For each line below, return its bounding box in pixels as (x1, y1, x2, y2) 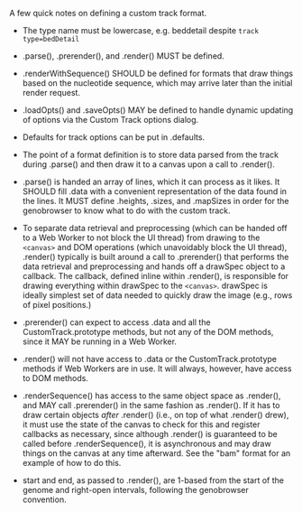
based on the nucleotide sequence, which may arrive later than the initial (22, 78, 293, 88)
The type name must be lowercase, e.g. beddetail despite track (22, 25, 260, 35)
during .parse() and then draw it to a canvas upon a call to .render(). (22, 159, 275, 170)
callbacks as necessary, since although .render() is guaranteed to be (22, 429, 278, 439)
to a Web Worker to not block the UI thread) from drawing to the (22, 232, 261, 243)
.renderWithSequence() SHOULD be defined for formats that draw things (22, 68, 294, 79)
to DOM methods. (22, 373, 88, 383)
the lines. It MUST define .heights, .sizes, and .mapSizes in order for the (22, 196, 289, 206)
